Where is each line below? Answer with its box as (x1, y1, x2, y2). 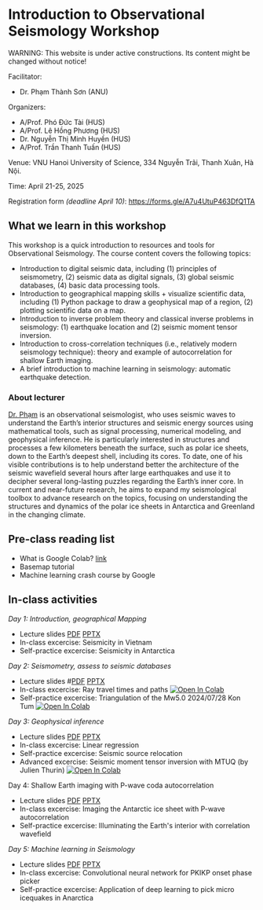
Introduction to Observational (8, 6, 206, 24)
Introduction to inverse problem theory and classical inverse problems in (19, 314, 254, 323)
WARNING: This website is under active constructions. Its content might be (8, 48, 250, 57)
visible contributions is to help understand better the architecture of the (8, 460, 239, 469)
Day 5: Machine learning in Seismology (8, 844, 136, 853)
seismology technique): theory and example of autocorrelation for (19, 347, 233, 357)
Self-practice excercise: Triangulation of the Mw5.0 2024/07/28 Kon (19, 693, 241, 703)
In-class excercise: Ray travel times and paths (19, 684, 169, 694)
